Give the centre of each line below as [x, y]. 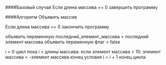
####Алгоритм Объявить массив [41, 17]
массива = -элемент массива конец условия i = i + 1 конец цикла [75, 57]
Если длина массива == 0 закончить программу [57, 27]
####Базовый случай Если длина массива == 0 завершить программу [81, 7]
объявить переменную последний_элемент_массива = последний [77, 37]
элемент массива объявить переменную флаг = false [63, 42]
